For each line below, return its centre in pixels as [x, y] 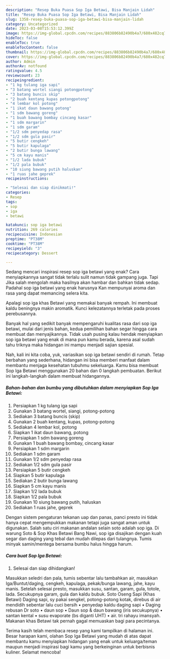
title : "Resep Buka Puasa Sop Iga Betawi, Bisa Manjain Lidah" [74, 15]
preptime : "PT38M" [25, 239]
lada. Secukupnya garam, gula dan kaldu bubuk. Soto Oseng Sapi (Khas [80, 594]
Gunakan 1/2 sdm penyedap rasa [47, 459]
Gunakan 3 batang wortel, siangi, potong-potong [64, 411]
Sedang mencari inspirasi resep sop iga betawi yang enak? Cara [72, 272]
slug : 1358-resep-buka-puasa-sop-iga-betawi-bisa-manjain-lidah [75, 19]
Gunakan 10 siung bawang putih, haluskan [57, 502]
